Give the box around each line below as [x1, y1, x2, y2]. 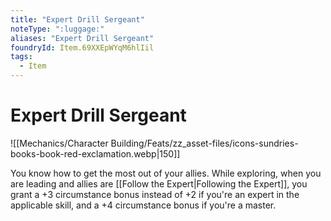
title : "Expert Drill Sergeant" [10, 14, 145, 25]
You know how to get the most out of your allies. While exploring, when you [10, 167, 322, 179]
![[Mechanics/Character [10, 137, 109, 149]
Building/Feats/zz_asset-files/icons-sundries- [110, 137, 299, 149]
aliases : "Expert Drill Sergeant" [10, 33, 155, 43]
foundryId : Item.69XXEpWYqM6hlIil [10, 42, 155, 53]
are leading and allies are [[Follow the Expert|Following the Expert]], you [10, 177, 308, 190]
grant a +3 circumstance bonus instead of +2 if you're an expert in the [10, 188, 300, 200]
